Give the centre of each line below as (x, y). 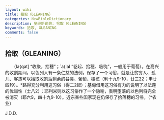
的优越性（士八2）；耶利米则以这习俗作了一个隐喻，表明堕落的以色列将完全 (81, 91)
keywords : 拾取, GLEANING (31, 28)
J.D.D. (11, 113)
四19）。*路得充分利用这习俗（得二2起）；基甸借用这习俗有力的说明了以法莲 (81, 85)
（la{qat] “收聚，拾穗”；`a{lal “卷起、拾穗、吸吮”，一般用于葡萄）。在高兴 (86, 66)
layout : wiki (18, 10)
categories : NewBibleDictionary (38, 19)
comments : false (22, 32)
